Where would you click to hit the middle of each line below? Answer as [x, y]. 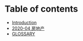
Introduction [24, 22]
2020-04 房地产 [28, 28]
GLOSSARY [23, 34]
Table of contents [41, 9]
